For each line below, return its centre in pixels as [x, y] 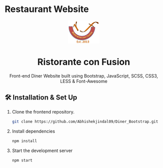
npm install [24, 141]
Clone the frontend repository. [43, 112]
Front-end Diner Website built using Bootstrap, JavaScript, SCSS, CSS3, [84, 75]
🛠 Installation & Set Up [41, 97]
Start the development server [42, 150]
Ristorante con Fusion [84, 62]
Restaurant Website [47, 9]
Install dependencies [34, 131]
